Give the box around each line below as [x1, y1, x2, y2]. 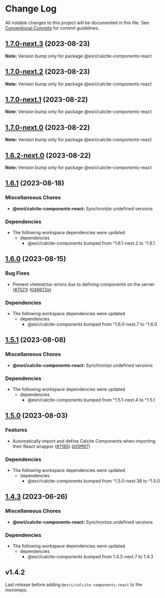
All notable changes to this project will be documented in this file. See [5, 20, 149, 26]
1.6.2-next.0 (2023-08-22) [5, 151, 91, 160]
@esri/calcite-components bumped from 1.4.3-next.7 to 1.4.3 [27, 553, 154, 559]
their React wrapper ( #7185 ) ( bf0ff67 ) [12, 443, 90, 449]
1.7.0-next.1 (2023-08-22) [5, 95, 88, 104]
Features [5, 427, 28, 434]
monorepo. [5, 586, 28, 593]
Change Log [5, 3, 57, 15]
